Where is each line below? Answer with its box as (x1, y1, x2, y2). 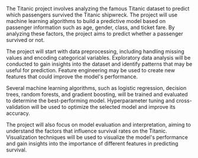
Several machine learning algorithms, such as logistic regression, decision (6, 85, 187, 91)
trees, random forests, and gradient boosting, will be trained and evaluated (6, 91, 188, 98)
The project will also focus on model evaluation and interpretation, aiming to (6, 121, 191, 128)
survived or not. (6, 37, 45, 43)
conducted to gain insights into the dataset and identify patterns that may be (6, 60, 193, 67)
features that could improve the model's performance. (6, 73, 138, 80)
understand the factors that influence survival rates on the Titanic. (6, 127, 167, 134)
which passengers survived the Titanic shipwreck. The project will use (6, 11, 178, 18)
